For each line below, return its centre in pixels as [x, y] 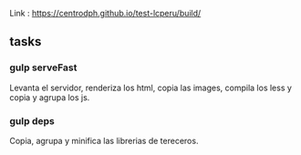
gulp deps [32, 120]
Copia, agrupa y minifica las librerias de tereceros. [104, 140]
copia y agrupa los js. [50, 97]
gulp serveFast [43, 67]
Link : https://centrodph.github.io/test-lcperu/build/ [105, 13]
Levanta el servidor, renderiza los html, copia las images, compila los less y [150, 88]
